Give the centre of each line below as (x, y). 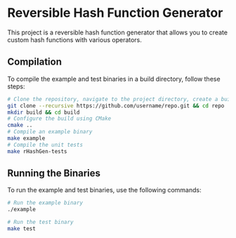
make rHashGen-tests (38, 151)
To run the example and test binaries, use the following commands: (104, 190)
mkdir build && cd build (44, 112)
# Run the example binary (45, 203)
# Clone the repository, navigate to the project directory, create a (113, 99)
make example (26, 138)
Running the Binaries (54, 173)
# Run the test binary (40, 223)
